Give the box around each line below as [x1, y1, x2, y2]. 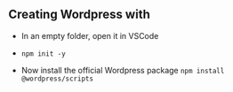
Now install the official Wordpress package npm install [20, 65, 225, 75]
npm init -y [20, 49, 66, 58]
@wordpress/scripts [20, 74, 94, 83]
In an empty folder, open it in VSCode [20, 30, 159, 41]
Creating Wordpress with [8, 7, 150, 22]
